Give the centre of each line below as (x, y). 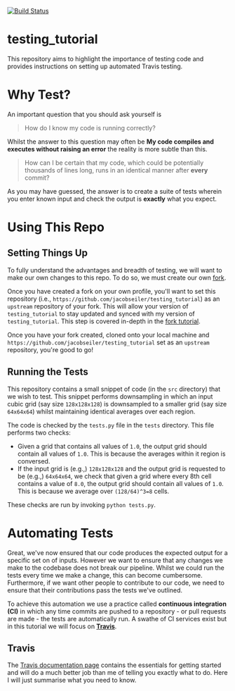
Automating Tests (60, 533)
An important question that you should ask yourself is (85, 114)
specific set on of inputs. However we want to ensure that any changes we (115, 560)
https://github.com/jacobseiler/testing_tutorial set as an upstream (109, 342)
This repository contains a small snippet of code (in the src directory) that (114, 389)
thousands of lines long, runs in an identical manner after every (116, 170)
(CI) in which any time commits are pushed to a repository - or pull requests (117, 611)
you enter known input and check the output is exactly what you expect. (112, 199)
